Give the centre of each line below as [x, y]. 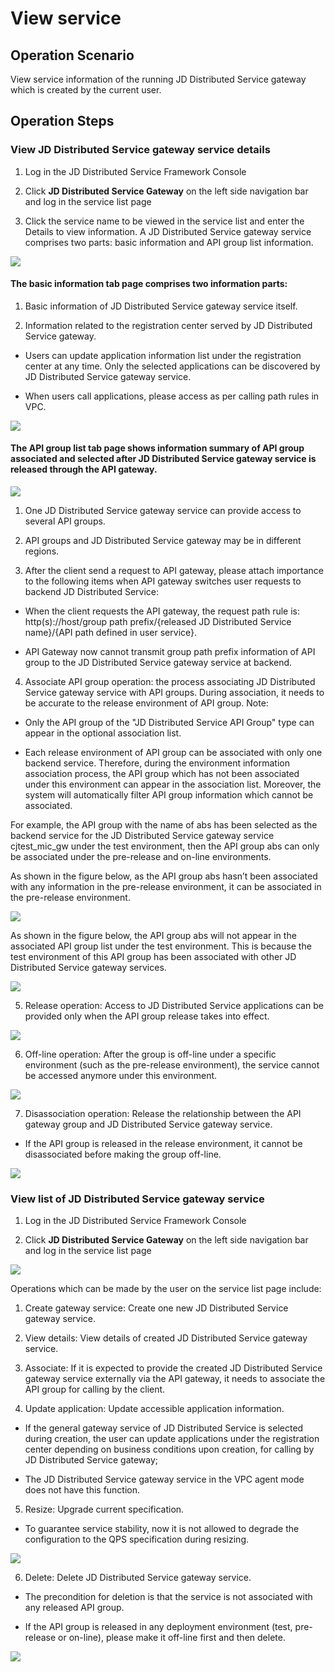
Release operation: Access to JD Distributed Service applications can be [174, 1006]
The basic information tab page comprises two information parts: [149, 284]
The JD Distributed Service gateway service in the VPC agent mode [164, 1479]
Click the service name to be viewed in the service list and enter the [164, 221]
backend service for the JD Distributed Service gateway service [142, 836]
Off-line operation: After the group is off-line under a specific [150, 1054]
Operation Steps [62, 121]
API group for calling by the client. [95, 1389]
